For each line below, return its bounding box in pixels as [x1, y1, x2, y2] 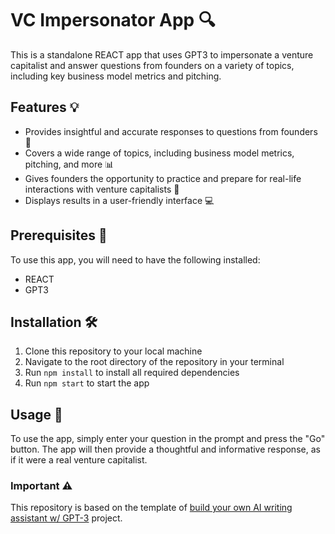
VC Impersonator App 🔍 [10, 9, 216, 32]
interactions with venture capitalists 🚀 [24, 183, 180, 195]
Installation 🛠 [10, 313, 98, 331]
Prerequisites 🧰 [10, 227, 108, 244]
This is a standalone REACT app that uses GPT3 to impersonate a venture [10, 48, 314, 61]
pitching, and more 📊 [24, 158, 115, 170]
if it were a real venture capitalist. [10, 454, 148, 466]
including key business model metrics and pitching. [10, 70, 222, 82]
